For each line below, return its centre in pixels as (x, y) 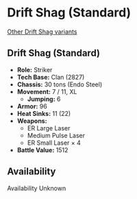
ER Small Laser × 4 (54, 143)
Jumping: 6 (44, 99)
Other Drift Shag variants (42, 32)
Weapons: (32, 121)
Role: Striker (35, 69)
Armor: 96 (32, 106)
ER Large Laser (49, 128)
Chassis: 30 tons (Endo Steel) (60, 84)
